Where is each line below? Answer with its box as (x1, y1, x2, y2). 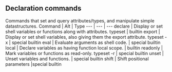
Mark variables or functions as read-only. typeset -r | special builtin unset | (5, 50, 164, 56)
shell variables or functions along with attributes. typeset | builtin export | (5, 28, 160, 35)
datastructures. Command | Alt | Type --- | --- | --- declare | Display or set (5, 23, 163, 29)
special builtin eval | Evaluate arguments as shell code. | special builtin (12, 39, 161, 45)
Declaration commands (5, 4, 82, 13)
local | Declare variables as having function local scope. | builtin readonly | (5, 44, 163, 51)
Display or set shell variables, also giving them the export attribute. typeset (5, 34, 164, 40)
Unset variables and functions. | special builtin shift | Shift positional (5, 56, 149, 62)
